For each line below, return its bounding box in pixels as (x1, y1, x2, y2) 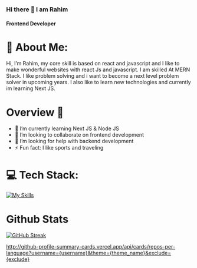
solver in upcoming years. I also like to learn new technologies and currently (6, 79, 191, 86)
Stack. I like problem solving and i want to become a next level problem (6, 72, 179, 80)
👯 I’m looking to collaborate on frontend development (14, 131, 145, 138)
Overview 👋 (6, 105, 64, 119)
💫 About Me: (6, 41, 68, 54)
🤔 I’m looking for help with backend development (14, 138, 134, 145)
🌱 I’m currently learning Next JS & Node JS (14, 125, 120, 132)
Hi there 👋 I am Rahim (6, 5, 68, 14)
